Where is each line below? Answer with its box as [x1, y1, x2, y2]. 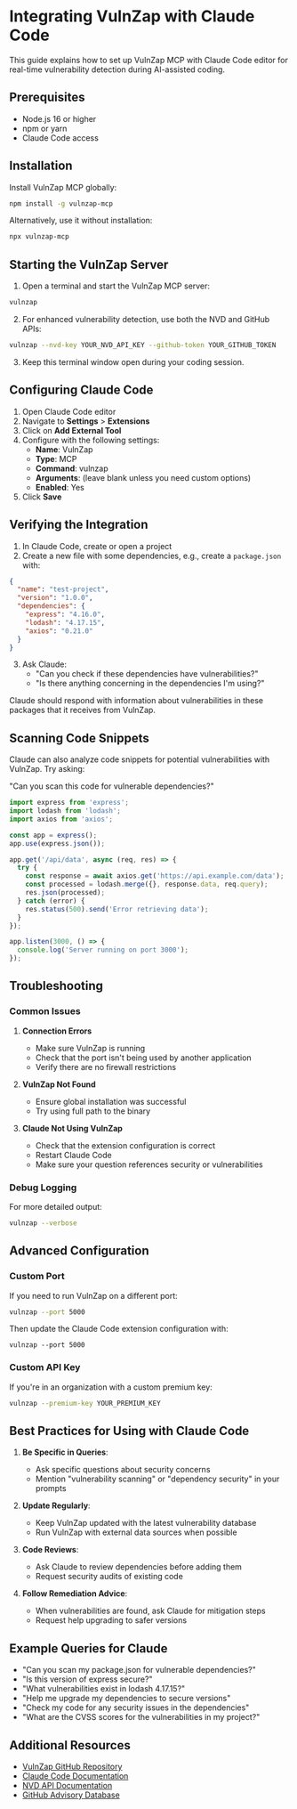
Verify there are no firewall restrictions [35, 1061, 176, 1072]
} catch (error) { [17, 896, 86, 905]
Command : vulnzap [35, 463, 108, 474]
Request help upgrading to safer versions [35, 1615, 188, 1626]
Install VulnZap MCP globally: [9, 182, 117, 192]
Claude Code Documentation [21, 1771, 129, 1781]
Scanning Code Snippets [9, 730, 149, 745]
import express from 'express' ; [9, 799, 129, 807]
